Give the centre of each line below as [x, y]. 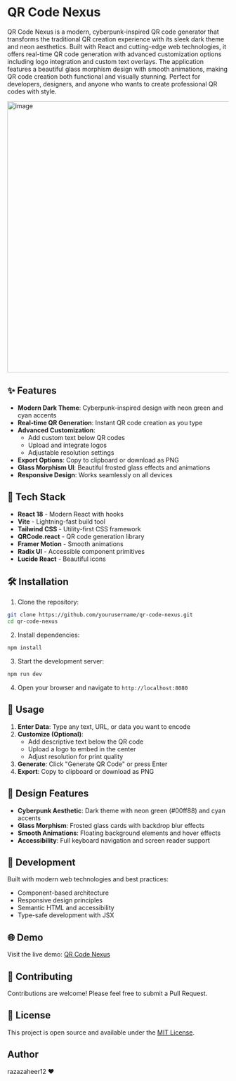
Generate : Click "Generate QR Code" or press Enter [92, 764]
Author [23, 1055]
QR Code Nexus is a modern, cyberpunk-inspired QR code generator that [113, 32]
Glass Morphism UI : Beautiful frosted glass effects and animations [114, 467]
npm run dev [25, 674]
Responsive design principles [60, 900]
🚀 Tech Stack [37, 497]
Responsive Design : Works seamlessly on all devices [95, 474]
